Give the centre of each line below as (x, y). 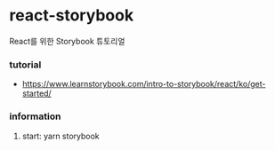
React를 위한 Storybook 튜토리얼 (67, 41)
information (35, 116)
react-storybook (72, 16)
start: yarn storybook (61, 136)
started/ (36, 93)
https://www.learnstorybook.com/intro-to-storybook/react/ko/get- (144, 84)
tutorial (25, 65)
